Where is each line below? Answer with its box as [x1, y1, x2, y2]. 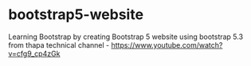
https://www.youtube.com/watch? [111, 40, 223, 49]
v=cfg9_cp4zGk [8, 49, 61, 58]
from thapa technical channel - [8, 40, 110, 49]
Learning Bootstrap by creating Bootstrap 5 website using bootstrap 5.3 [8, 32, 244, 41]
